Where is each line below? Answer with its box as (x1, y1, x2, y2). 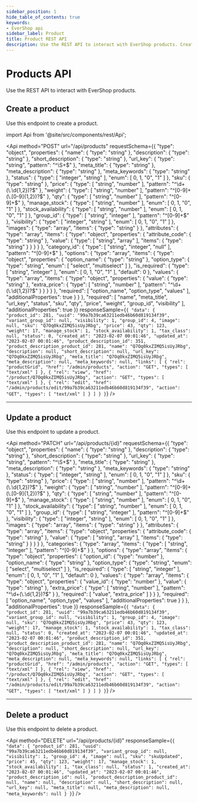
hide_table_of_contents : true (6, 14, 81, 20)
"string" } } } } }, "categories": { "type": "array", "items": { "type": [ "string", (6, 540, 188, 547)
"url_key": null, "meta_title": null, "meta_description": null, (6, 785, 170, 791)
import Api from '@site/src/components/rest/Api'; (6, 131, 127, 138)
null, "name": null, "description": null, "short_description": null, (6, 779, 183, 786)
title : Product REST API (6, 36, 67, 42)
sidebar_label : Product (6, 31, 65, 37)
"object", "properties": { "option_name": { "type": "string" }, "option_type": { (6, 256, 190, 263)
